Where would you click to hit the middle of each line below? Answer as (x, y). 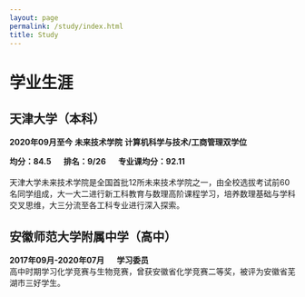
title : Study (34, 35)
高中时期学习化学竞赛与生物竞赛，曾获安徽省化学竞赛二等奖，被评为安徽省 (148, 272)
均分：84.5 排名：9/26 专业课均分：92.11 (97, 162)
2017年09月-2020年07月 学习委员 (79, 261)
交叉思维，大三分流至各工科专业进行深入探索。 (97, 205)
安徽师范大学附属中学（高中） (93, 237)
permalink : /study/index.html (67, 26)
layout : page (34, 18)
